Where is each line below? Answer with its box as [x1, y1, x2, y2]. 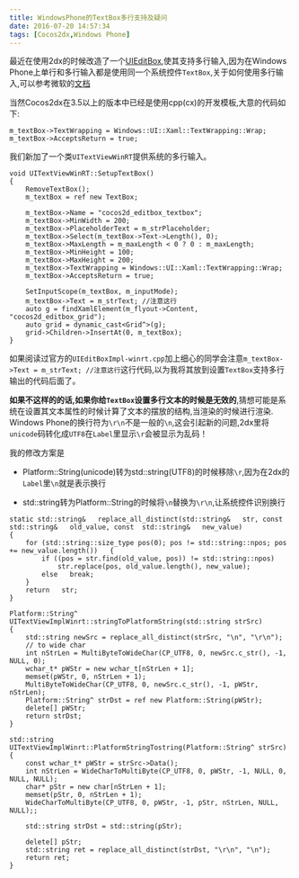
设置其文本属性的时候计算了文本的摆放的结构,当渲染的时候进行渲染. [24, 406, 274, 417]
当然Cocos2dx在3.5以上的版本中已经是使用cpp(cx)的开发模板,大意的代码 [9, 97, 278, 108]
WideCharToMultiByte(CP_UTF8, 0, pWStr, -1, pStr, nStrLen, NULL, [25, 798, 279, 808]
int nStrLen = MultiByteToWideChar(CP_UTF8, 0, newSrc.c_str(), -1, [25, 649, 287, 658]
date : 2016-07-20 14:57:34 [9, 22, 110, 31]
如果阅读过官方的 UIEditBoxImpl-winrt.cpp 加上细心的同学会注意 [9, 353, 244, 364]
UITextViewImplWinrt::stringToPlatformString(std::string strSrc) [9, 617, 263, 626]
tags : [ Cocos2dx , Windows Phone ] [9, 30, 130, 39]
